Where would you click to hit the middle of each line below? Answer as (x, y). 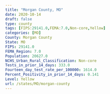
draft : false (19, 19)
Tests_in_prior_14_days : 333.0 (38, 65)
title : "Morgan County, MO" (34, 10)
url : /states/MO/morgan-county (38, 84)
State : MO (15, 42)
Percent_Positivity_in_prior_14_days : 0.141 (52, 75)
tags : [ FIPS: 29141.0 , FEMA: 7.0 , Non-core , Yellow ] (55, 28)
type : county (19, 24)
